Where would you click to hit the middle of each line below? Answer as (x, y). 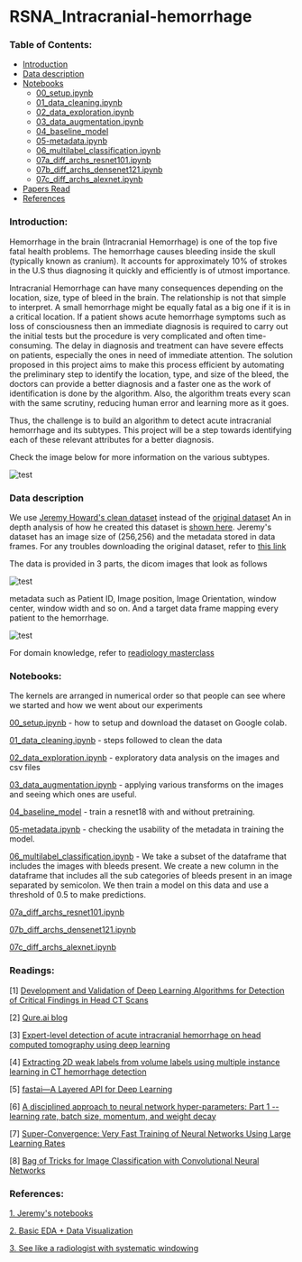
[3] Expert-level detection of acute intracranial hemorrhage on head (135, 1035)
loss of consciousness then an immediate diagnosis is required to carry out (149, 326)
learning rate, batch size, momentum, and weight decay (113, 1116)
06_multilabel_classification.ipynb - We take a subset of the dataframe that (148, 857)
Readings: (32, 971)
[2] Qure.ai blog (39, 1018)
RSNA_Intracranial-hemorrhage (131, 17)
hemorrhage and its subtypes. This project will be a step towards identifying (151, 429)
